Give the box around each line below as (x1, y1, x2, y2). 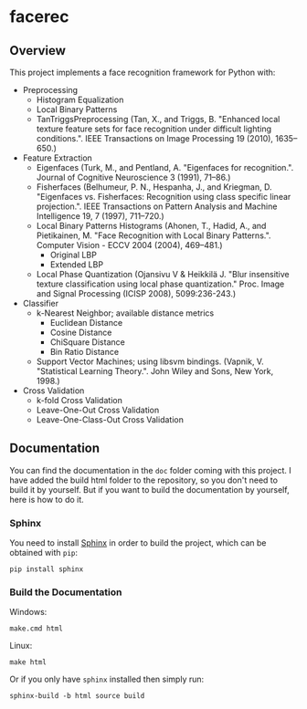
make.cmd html (9, 624, 64, 633)
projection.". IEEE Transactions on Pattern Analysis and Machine (36, 201, 278, 212)
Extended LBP (49, 259, 103, 270)
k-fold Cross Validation (36, 395, 123, 405)
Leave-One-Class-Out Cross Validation (36, 414, 185, 425)
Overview (9, 43, 67, 58)
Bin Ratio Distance (49, 347, 120, 357)
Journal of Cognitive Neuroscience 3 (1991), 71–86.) (36, 172, 231, 182)
